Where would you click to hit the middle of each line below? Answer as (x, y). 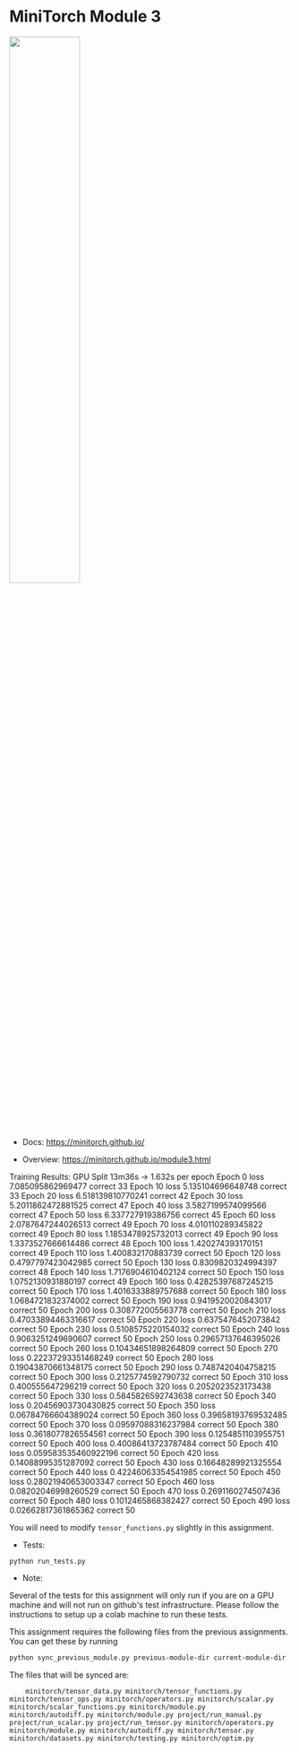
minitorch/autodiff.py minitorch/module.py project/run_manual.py (136, 1714)
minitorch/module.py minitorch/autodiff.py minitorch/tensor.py (132, 1730)
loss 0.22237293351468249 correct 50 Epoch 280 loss (111, 1357)
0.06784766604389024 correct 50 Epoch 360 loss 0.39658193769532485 (149, 1415)
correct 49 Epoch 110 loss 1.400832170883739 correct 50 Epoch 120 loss (145, 1253)
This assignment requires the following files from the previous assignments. (149, 1631)
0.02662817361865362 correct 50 (73, 1510)
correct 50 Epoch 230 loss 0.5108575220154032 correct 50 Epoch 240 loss (149, 1329)
